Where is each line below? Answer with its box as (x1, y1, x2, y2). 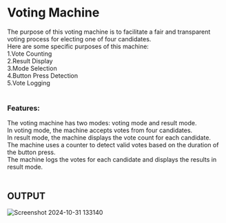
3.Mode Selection (7, 64, 57, 72)
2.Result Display (7, 56, 53, 65)
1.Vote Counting (7, 50, 52, 58)
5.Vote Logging (7, 78, 50, 87)
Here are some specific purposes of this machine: (7, 42, 150, 50)
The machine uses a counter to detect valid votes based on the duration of (7, 141, 219, 149)
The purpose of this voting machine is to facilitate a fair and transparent (7, 28, 211, 36)
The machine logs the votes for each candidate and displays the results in (7, 156, 217, 164)
